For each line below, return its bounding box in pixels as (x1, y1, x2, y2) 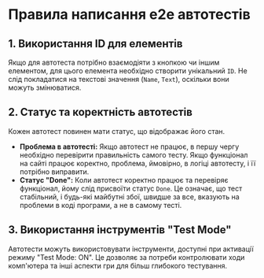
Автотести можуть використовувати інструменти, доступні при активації (8, 244, 254, 254)
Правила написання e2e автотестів (8, 6, 251, 24)
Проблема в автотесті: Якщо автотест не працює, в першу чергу (19, 142, 240, 151)
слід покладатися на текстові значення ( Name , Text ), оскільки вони (8, 75, 229, 83)
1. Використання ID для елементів (8, 37, 183, 50)
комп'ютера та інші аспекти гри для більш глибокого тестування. (8, 261, 228, 270)
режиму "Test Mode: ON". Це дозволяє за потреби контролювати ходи (8, 252, 245, 261)
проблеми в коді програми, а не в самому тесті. (19, 200, 182, 209)
